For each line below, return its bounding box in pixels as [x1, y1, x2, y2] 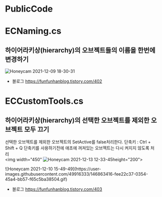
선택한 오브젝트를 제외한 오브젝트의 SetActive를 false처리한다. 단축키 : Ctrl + [5, 139, 151, 145]
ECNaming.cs [5, 26, 62, 37]
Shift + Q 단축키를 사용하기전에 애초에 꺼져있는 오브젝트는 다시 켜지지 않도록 [5, 145, 149, 151]
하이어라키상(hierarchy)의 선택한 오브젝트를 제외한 [5, 116, 149, 124]
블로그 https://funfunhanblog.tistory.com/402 [12, 79, 102, 84]
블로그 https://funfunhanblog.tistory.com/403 [12, 186, 102, 192]
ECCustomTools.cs [5, 96, 83, 107]
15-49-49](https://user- [54, 166, 101, 172]
